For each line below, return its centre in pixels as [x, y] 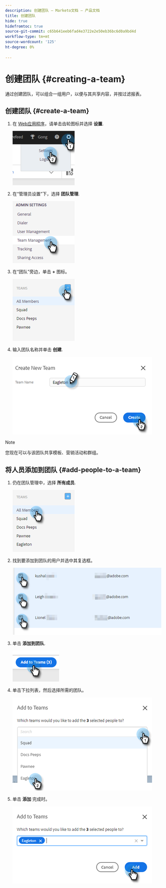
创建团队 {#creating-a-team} [65, 79]
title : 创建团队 [20, 16]
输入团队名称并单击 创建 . [37, 349]
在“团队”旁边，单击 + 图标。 [41, 272]
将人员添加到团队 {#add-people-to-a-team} [73, 470]
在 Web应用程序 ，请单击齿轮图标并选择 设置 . [58, 124]
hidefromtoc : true [24, 26]
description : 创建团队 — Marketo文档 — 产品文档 [53, 10]
